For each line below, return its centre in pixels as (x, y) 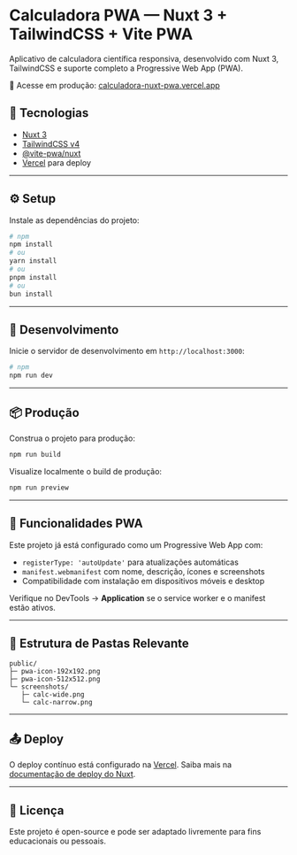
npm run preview (39, 488)
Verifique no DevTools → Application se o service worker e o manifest (137, 597)
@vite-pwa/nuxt (51, 153)
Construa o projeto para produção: (72, 438)
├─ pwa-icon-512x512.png (55, 679)
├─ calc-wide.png (53, 695)
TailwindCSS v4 (51, 143)
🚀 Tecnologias (49, 113)
